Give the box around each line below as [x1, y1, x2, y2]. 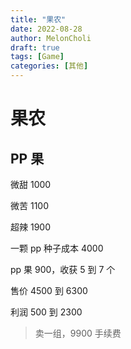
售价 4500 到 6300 [10, 285, 88, 296]
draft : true [10, 42, 60, 53]
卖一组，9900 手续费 [34, 327, 122, 339]
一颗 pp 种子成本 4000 [10, 242, 104, 254]
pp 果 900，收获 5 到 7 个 [10, 264, 116, 275]
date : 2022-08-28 [10, 24, 83, 34]
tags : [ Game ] [10, 52, 65, 62]
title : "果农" [10, 14, 67, 25]
